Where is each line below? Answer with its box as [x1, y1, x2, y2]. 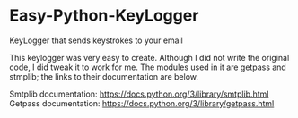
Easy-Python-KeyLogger [9, 5, 199, 26]
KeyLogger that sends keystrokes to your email [9, 35, 184, 46]
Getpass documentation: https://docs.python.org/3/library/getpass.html [9, 97, 275, 108]
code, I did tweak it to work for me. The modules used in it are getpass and [9, 62, 287, 72]
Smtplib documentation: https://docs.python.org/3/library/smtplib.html [9, 88, 269, 99]
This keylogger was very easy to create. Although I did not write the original [9, 52, 290, 63]
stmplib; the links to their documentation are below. [9, 71, 199, 81]
